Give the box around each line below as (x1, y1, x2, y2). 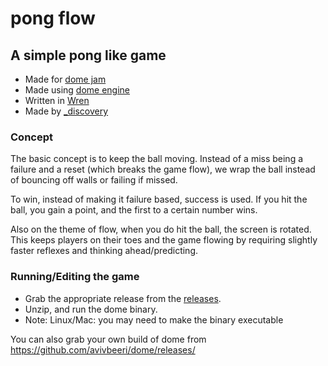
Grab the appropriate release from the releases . (24, 292, 222, 304)
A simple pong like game (10, 47, 167, 64)
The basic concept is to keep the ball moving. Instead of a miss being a (10, 153, 304, 165)
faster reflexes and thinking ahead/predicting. (10, 245, 199, 257)
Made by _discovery (24, 105, 109, 117)
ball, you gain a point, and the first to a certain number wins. (10, 204, 258, 216)
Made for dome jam (24, 73, 107, 85)
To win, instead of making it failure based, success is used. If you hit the (10, 193, 308, 206)
